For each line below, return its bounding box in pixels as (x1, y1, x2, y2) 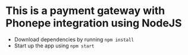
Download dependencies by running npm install (14, 36, 134, 43)
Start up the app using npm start (14, 42, 95, 49)
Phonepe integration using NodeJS (5, 16, 182, 30)
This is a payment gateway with (5, 4, 165, 18)
